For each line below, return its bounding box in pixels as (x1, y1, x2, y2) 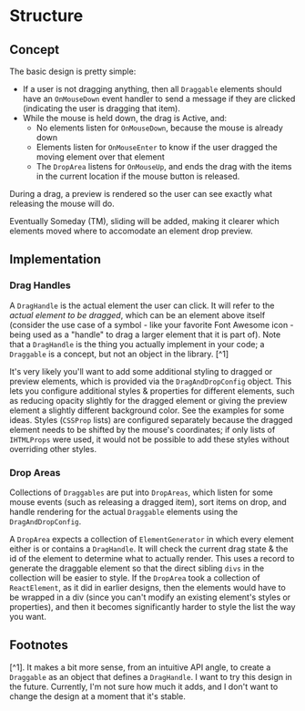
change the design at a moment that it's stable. (9, 690, 187, 702)
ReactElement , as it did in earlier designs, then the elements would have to (9, 582, 287, 592)
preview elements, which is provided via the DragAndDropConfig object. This (9, 376, 292, 386)
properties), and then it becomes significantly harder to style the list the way (9, 601, 296, 612)
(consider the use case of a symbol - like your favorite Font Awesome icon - (9, 319, 294, 330)
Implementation (9, 252, 102, 267)
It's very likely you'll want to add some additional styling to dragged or (9, 366, 273, 376)
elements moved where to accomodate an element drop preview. (9, 225, 253, 236)
